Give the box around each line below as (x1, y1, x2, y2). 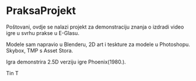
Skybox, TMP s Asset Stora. (6, 47, 73, 54)
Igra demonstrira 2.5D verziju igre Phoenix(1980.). (6, 58, 126, 65)
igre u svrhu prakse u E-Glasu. (6, 29, 80, 36)
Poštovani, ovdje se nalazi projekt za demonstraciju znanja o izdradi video (6, 23, 184, 30)
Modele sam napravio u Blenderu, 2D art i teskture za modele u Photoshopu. (6, 41, 190, 48)
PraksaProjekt (6, 4, 76, 17)
